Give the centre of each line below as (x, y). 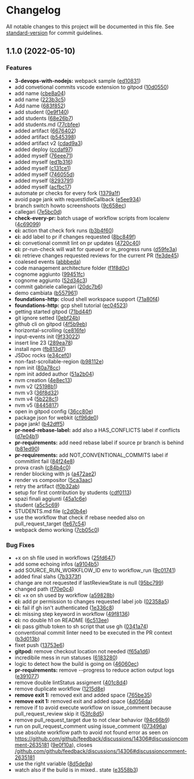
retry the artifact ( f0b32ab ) (47, 486)
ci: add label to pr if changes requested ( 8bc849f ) (75, 237)
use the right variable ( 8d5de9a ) (54, 763)
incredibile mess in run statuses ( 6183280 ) (66, 657)
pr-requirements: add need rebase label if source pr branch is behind (99, 442)
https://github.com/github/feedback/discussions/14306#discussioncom (101, 738)
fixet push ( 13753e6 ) (39, 645)
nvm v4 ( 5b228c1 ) (36, 399)
